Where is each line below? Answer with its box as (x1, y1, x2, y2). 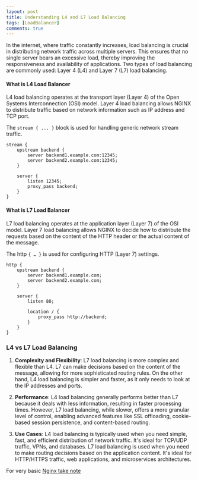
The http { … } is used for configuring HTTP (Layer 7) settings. (6, 250, 159, 258)
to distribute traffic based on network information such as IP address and (6, 106, 185, 114)
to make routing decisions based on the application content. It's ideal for (14, 449, 192, 456)
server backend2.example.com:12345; (27, 158, 118, 164)
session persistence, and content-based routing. (31, 419, 151, 426)
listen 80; (27, 298, 55, 304)
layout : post (6, 8, 39, 15)
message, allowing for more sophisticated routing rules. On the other (14, 369, 183, 377)
